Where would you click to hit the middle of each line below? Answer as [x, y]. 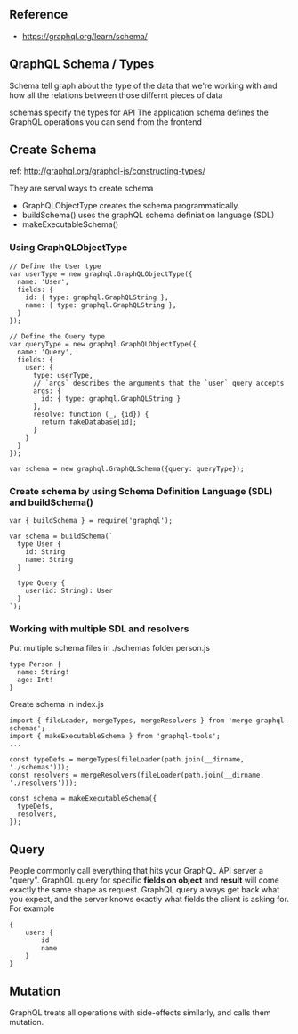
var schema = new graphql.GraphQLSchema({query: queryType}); [127, 468]
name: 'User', [43, 281]
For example [32, 908]
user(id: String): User [69, 591]
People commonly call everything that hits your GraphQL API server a [137, 871]
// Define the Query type [57, 336]
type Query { [41, 583]
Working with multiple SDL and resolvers [99, 629]
